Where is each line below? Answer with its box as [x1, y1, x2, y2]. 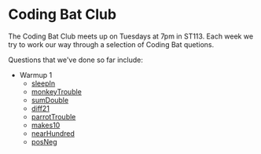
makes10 [31, 120, 61, 130]
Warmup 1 [19, 70, 53, 79]
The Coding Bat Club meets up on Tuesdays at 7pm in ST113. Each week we [8, 31, 254, 41]
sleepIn [31, 79, 56, 88]
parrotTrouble [31, 112, 76, 121]
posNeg [31, 137, 57, 146]
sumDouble [31, 95, 69, 104]
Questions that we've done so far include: [8, 55, 143, 64]
